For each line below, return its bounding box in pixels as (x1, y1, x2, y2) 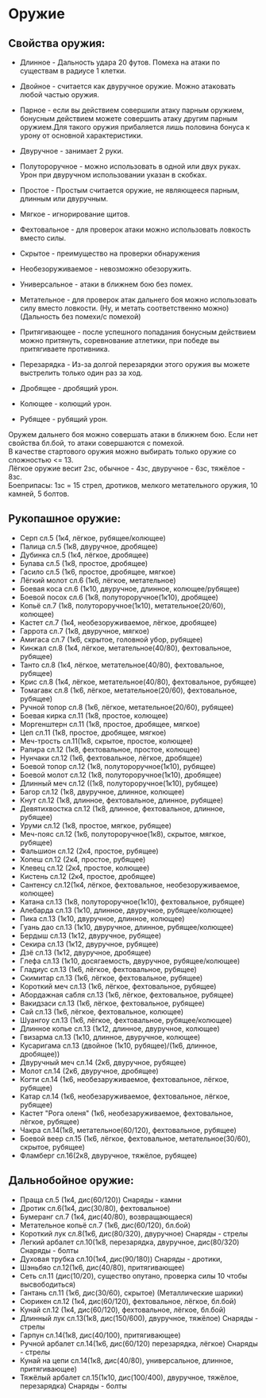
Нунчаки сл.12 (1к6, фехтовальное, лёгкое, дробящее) (19, 753, 202, 763)
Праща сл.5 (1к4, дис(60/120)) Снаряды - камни (19, 1195, 183, 1205)
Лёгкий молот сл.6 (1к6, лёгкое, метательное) (19, 575, 176, 585)
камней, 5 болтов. (8, 489, 70, 498)
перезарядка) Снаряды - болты (19, 1380, 127, 1390)
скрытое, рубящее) (19, 1142, 86, 1151)
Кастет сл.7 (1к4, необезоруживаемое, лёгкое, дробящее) (19, 618, 218, 627)
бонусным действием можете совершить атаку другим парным (19, 114, 238, 123)
